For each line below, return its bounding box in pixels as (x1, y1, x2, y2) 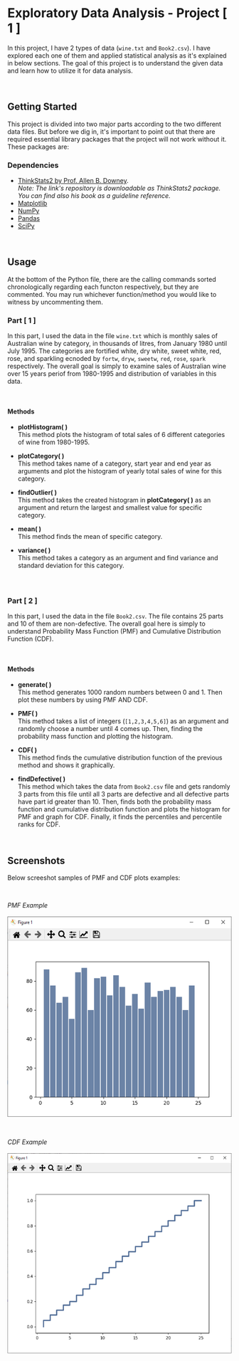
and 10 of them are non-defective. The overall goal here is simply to (7, 619, 206, 628)
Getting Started (7, 101, 78, 113)
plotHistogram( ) (17, 423, 68, 431)
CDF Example (7, 1137, 48, 1147)
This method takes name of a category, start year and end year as (17, 459, 212, 468)
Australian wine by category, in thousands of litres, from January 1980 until (7, 340, 228, 348)
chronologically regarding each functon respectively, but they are (7, 283, 199, 291)
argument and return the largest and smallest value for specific (17, 503, 203, 512)
